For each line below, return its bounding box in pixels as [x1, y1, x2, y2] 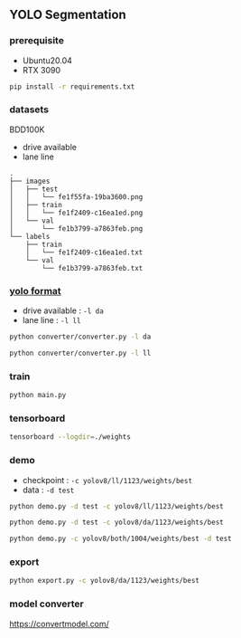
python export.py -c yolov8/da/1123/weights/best [9, 576, 200, 586]
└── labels [9, 232, 51, 241]
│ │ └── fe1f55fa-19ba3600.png [9, 192, 144, 202]
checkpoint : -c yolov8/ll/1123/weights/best [22, 474, 192, 485]
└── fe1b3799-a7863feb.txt [42, 263, 144, 272]
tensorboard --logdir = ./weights [9, 433, 131, 442]
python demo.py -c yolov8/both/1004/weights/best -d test [9, 534, 232, 544]
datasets [9, 103, 50, 116]
